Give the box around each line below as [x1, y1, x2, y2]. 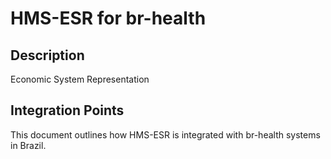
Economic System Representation [10, 73, 150, 85]
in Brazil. [10, 139, 47, 151]
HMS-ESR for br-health [10, 7, 207, 30]
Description [10, 47, 85, 64]
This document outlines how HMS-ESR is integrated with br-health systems [10, 128, 321, 141]
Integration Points [10, 102, 125, 119]
